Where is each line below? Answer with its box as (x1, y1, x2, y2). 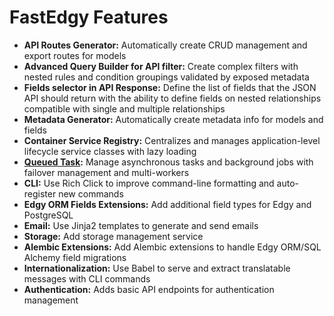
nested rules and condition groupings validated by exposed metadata (23, 71, 310, 83)
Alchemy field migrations (23, 251, 127, 263)
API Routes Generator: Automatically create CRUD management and (23, 39, 308, 51)
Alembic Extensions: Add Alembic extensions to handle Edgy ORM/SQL (23, 241, 322, 253)
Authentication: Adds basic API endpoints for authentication (23, 283, 275, 295)
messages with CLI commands (23, 272, 151, 285)
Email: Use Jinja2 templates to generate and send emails (23, 219, 259, 231)
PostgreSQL (23, 209, 74, 221)
